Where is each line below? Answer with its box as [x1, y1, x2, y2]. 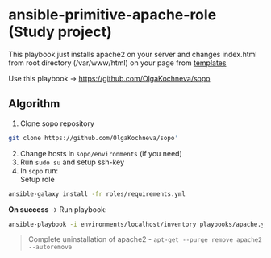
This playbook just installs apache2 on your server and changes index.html [8, 49, 257, 59]
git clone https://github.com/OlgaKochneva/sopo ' [8, 134, 179, 142]
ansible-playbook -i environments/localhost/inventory [8, 220, 197, 228]
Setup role [19, 174, 55, 184]
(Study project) [8, 23, 113, 41]
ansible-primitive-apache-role [8, 6, 217, 24]
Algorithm [8, 97, 60, 110]
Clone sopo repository [19, 119, 95, 128]
